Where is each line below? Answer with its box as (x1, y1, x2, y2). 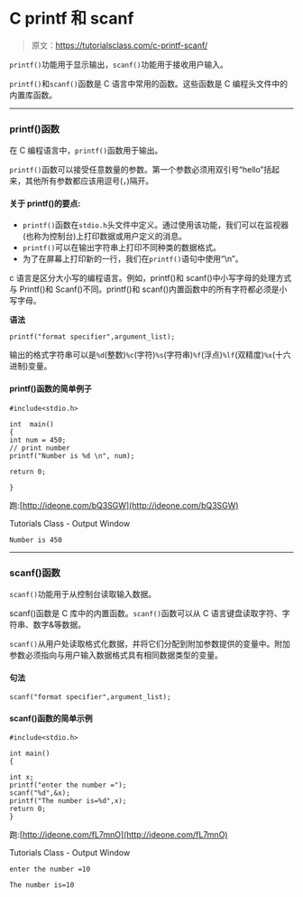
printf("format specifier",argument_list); (9, 332, 176, 341)
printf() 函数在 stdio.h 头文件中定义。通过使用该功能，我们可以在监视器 (22, 220, 289, 230)
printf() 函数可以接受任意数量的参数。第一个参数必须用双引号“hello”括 (9, 164, 272, 175)
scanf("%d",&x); (9, 789, 70, 798)
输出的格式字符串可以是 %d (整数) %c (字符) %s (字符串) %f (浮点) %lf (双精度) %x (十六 (9, 350, 291, 360)
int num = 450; (9, 435, 67, 444)
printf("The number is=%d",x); (9, 797, 127, 806)
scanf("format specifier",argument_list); (9, 693, 171, 702)
